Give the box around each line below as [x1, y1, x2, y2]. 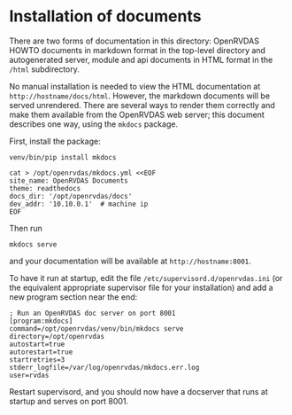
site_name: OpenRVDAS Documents [9, 176, 128, 185]
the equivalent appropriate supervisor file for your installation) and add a [9, 282, 273, 293]
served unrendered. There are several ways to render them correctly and [9, 99, 276, 110]
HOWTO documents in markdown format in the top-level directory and [9, 44, 265, 55]
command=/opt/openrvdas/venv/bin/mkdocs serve [9, 324, 184, 333]
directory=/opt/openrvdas [9, 332, 104, 341]
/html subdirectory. [9, 64, 80, 74]
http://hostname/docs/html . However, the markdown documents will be [9, 90, 271, 101]
